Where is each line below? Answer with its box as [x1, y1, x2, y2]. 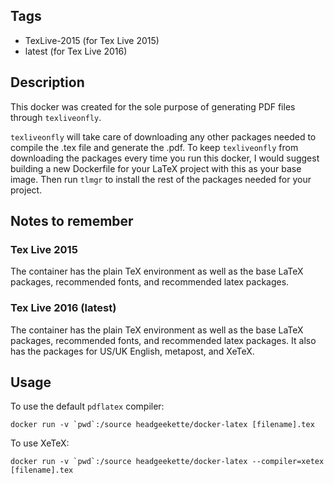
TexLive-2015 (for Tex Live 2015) [24, 34, 160, 46]
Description [10, 74, 85, 91]
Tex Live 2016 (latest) [10, 301, 117, 315]
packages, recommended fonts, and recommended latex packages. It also [10, 334, 317, 346]
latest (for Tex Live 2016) [24, 45, 128, 57]
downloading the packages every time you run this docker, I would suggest [10, 152, 320, 164]
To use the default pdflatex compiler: [10, 400, 165, 413]
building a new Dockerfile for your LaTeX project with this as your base [10, 162, 302, 174]
